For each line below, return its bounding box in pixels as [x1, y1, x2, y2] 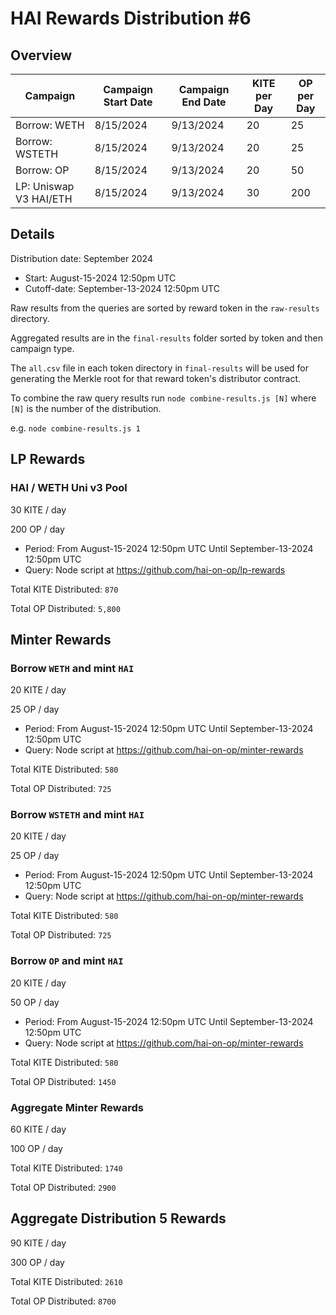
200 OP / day [10, 523, 65, 535]
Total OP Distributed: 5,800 [10, 602, 121, 614]
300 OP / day [10, 1256, 65, 1268]
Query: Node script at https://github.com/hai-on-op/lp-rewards [24, 563, 286, 576]
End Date [181, 95, 227, 109]
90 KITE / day [10, 1237, 67, 1249]
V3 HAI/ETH [15, 192, 73, 206]
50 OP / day [10, 996, 60, 1008]
